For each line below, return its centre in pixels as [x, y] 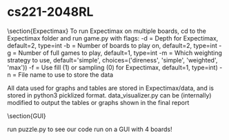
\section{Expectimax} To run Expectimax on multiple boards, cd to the [107, 31]
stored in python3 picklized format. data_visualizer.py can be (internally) [109, 95]
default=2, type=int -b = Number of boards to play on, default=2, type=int [112, 45]
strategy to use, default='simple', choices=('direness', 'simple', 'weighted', [112, 60]
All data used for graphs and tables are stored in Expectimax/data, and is [110, 88]
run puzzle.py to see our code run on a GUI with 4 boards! [90, 129]
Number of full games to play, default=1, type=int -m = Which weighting [120, 53]
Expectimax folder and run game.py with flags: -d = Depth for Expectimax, [113, 38]
